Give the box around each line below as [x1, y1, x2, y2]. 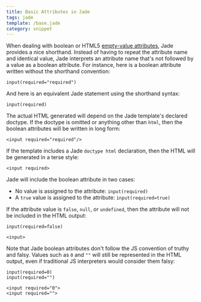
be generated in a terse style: [6, 154, 79, 161]
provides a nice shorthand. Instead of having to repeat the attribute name [6, 49, 188, 56]
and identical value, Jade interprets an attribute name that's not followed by [6, 55, 194, 62]
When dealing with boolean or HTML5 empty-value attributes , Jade [6, 42, 173, 49]
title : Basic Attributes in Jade [6, 8, 90, 15]
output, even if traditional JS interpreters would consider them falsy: [6, 257, 176, 265]
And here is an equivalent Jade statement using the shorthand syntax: [6, 90, 181, 97]
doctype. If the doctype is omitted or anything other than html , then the [6, 119, 183, 126]
